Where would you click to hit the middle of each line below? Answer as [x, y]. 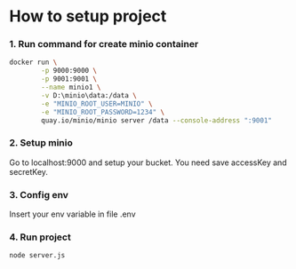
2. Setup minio [41, 143]
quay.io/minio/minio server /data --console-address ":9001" [157, 120]
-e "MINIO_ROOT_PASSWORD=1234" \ [103, 112]
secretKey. [29, 171]
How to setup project [88, 16]
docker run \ [33, 63]
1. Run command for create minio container [104, 44]
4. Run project [40, 237]
